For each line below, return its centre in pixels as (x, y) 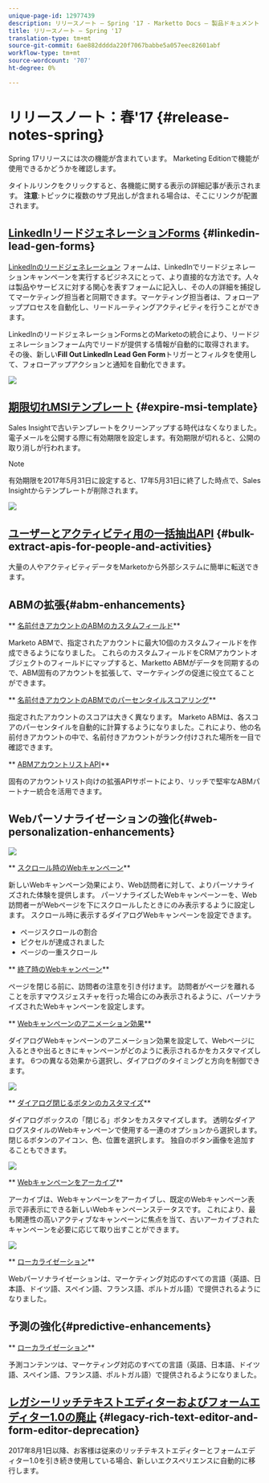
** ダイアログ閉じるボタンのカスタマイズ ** (79, 1103)
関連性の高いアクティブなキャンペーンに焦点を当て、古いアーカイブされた (137, 1219)
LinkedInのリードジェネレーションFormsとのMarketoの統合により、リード (130, 334)
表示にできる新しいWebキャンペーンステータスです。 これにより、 (139, 1209)
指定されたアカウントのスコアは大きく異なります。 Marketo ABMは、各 (126, 717)
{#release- (193, 117)
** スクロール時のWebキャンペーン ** (69, 867)
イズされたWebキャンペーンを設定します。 (79, 1006)
